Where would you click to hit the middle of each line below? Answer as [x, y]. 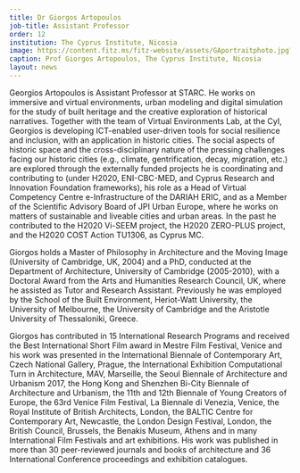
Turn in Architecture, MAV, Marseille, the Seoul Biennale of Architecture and [148, 373]
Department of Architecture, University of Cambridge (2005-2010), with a [144, 271]
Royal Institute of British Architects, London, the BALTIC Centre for [131, 411]
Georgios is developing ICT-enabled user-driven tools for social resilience [145, 130]
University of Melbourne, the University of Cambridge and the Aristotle [139, 309]
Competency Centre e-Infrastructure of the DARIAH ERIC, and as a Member [148, 196]
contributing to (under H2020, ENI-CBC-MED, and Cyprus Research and [142, 178]
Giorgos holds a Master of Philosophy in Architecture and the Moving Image [149, 252]
